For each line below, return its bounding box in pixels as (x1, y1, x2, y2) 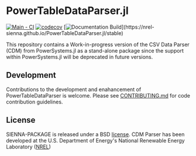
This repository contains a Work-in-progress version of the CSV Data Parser (6, 41, 190, 48)
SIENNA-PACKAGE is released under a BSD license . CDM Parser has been (6, 130, 185, 138)
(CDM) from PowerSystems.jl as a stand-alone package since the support (6, 47, 184, 54)
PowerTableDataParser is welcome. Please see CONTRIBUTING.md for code (6, 92, 191, 99)
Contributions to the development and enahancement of (6, 86, 142, 93)
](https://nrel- (121, 23, 154, 30)
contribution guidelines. (6, 98, 63, 105)
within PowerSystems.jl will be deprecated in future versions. (6, 53, 153, 60)
